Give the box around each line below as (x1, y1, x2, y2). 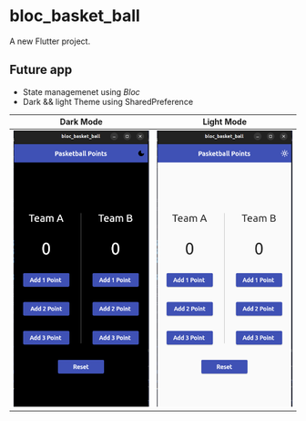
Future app (9, 62, 73, 78)
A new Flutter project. (9, 36, 91, 47)
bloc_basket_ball (9, 5, 141, 26)
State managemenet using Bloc (22, 86, 141, 97)
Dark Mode (59, 116, 103, 128)
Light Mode (202, 116, 248, 128)
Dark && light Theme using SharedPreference (22, 96, 194, 107)
